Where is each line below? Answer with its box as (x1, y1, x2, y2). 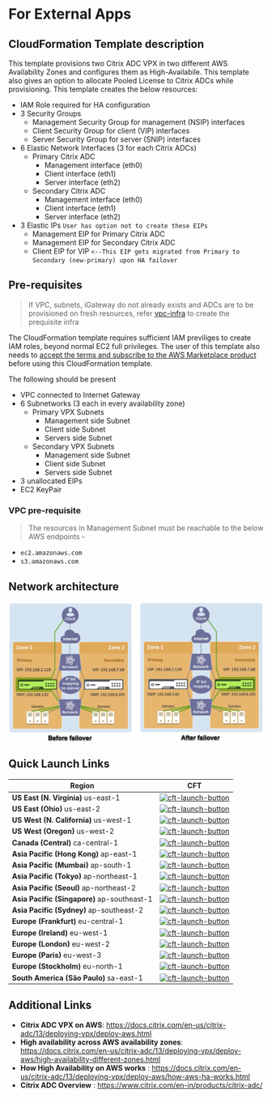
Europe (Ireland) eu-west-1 (11, 928, 108, 938)
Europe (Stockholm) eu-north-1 (11, 961, 123, 972)
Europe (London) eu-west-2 (11, 938, 111, 948)
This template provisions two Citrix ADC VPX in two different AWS (8, 58, 228, 68)
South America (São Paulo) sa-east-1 (11, 972, 143, 982)
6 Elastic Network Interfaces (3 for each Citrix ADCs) (19, 143, 197, 152)
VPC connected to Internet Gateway (19, 389, 141, 399)
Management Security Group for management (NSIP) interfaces (32, 117, 245, 126)
